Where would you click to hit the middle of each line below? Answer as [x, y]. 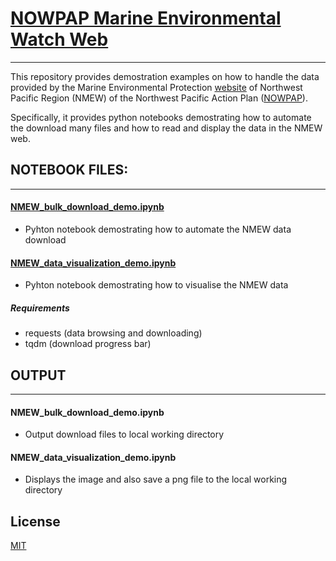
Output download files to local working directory [124, 434]
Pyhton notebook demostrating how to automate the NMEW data [158, 229]
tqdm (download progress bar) [88, 344]
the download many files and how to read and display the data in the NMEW [166, 128]
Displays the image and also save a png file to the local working [156, 479]
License [35, 521]
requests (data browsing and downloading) [113, 333]
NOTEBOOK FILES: [69, 170]
